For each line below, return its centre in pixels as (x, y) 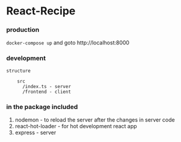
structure (19, 71)
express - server (35, 132)
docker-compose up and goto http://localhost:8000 (68, 43)
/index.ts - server (46, 86)
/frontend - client (46, 92)
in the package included (42, 107)
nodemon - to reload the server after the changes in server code (95, 120)
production (23, 30)
